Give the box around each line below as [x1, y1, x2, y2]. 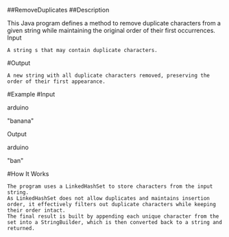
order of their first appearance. [7, 78, 106, 85]
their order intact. [7, 207, 67, 214]
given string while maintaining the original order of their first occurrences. [7, 27, 216, 34]
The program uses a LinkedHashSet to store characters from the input [7, 183, 213, 190]
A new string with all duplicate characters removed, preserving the [7, 72, 210, 79]
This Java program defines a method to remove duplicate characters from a [7, 19, 221, 27]
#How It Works [7, 170, 49, 177]
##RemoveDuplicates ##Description [7, 6, 110, 14]
